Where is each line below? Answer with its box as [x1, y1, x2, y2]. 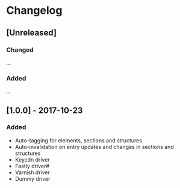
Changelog [6, 4, 63, 17]
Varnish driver [14, 169, 50, 176]
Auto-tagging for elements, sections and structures [14, 136, 143, 144]
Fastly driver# [14, 162, 50, 169]
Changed [6, 46, 34, 54]
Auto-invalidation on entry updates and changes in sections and [14, 143, 174, 150]
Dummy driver [14, 175, 51, 182]
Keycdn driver [14, 156, 50, 163]
